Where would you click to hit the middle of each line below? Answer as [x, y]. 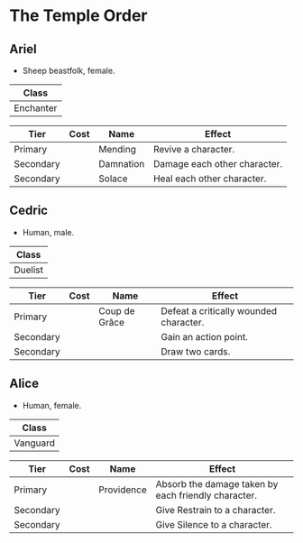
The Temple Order [78, 16]
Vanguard [35, 443]
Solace [113, 179]
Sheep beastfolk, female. [69, 70]
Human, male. [48, 232]
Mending [118, 149]
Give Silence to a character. [214, 524]
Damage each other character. [218, 164]
